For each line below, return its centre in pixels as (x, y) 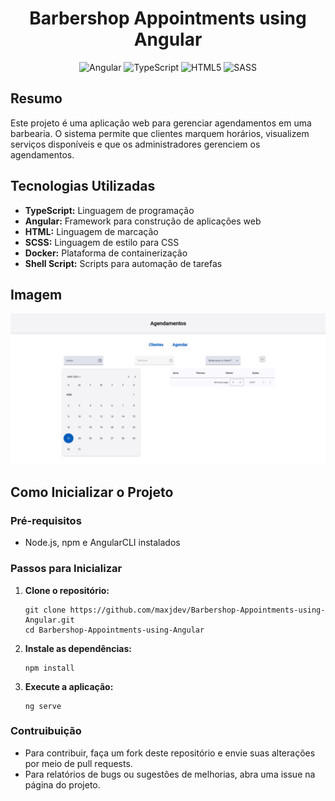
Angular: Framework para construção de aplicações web (143, 221)
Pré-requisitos (46, 520)
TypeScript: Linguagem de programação (109, 210)
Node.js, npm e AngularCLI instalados (102, 543)
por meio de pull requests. (78, 763)
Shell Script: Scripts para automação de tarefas (123, 263)
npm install (49, 668)
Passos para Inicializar (66, 569)
